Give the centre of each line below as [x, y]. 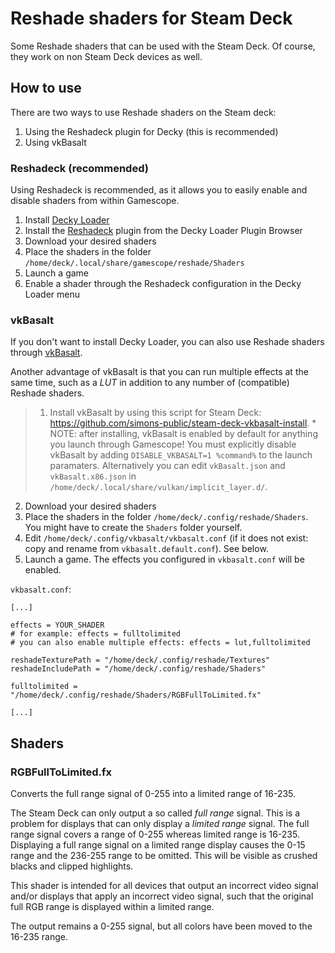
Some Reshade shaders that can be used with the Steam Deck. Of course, [163, 46]
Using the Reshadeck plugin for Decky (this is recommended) [151, 131]
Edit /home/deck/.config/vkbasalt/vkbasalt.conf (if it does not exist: [166, 538]
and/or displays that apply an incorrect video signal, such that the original [162, 896]
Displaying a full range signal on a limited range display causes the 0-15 [158, 845]
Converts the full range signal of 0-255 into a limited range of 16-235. [153, 794]
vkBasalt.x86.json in [93, 476]
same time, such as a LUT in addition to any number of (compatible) [150, 383]
